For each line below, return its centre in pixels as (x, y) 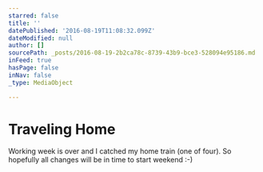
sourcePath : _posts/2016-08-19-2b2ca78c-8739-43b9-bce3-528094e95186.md (132, 53)
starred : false (34, 16)
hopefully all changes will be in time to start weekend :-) (101, 160)
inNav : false (30, 75)
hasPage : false (34, 68)
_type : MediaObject (41, 82)
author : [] (26, 46)
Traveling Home (62, 129)
